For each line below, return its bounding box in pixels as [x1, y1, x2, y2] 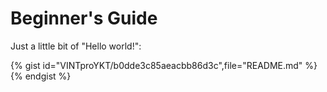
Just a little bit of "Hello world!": [10, 40, 142, 52]
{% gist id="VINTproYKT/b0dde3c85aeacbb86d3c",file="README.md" [10, 59, 303, 71]
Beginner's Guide [10, 7, 158, 30]
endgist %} [24, 70, 72, 82]
